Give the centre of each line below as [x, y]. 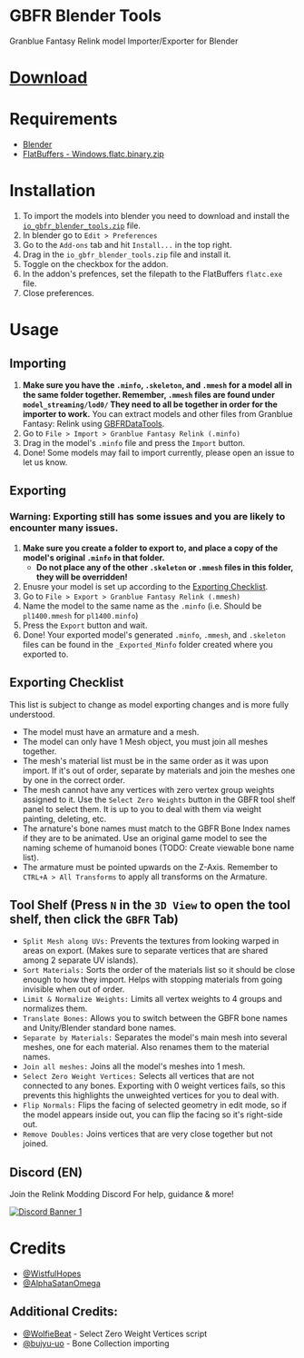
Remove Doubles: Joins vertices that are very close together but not [148, 1134]
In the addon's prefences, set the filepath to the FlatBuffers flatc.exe [152, 274]
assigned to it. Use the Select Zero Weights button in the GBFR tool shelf [159, 799]
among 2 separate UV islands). [80, 960]
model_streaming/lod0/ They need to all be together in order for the [150, 404]
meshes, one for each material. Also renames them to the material [146, 1047]
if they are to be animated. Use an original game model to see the [145, 838]
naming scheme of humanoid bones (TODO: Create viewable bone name [158, 848]
